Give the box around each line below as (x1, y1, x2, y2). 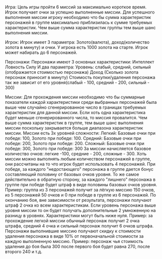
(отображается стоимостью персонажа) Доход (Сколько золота (5, 69, 139, 75)
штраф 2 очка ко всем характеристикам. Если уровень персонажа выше (5, 202, 156, 208)
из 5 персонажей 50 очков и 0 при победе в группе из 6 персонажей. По (5, 192, 156, 198)
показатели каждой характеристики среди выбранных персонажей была (5, 99, 157, 105)
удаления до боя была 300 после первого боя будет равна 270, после (5, 243, 150, 249)
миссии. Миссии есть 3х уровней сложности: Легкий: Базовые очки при (5, 130, 156, 136)
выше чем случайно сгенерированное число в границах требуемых (5, 104, 147, 110)
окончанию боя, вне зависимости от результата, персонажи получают (5, 197, 152, 203)
